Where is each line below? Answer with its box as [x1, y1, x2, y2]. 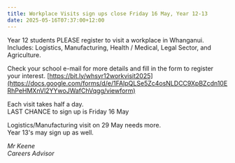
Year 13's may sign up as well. [7, 128, 94, 137]
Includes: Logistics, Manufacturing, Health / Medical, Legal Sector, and [7, 43, 212, 52]
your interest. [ [7, 71, 50, 80]
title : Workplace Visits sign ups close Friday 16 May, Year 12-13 [7, 10, 208, 17]
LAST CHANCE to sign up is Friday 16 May [7, 107, 129, 116]
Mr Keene [7, 141, 36, 150]
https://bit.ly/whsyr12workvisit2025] [49, 71, 153, 80]
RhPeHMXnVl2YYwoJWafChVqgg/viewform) [7, 86, 136, 95]
